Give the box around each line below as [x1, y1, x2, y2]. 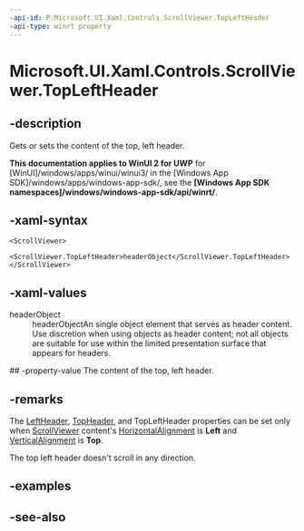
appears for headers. [32, 348, 112, 359]
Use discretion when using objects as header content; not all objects [32, 328, 289, 340]
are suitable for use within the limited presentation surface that [32, 338, 267, 349]
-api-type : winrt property [9, 22, 112, 31]
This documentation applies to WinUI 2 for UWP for [9, 158, 206, 169]
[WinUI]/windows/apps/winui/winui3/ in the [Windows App [9, 167, 229, 178]
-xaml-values [9, 285, 87, 300]
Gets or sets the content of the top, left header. [9, 140, 185, 150]
